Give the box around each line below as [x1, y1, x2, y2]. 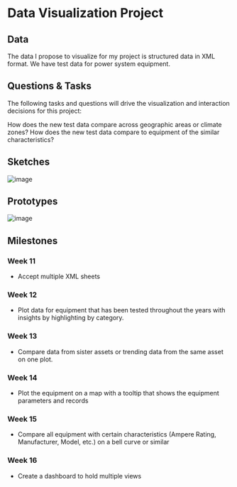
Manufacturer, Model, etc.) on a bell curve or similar [17, 438, 170, 447]
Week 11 [7, 256, 36, 266]
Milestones [7, 234, 58, 246]
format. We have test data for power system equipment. [7, 60, 170, 68]
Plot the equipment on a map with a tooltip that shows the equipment [17, 389, 220, 398]
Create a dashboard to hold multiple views [17, 471, 142, 480]
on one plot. [17, 355, 53, 363]
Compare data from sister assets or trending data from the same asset [17, 347, 224, 356]
